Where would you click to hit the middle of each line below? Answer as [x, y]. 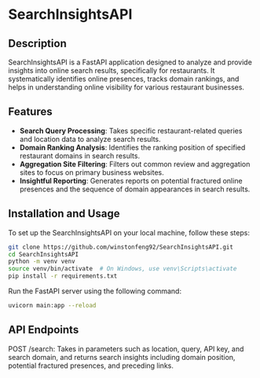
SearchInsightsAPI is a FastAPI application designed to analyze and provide [130, 62]
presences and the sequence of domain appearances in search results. [135, 189]
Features [30, 112]
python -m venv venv [42, 262]
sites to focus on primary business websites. [92, 172]
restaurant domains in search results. [79, 155]
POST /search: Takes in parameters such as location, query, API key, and [126, 349]
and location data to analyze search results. [90, 139]
